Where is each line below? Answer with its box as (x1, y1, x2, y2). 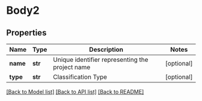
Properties (6, 28, 47, 38)
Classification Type (53, 73, 107, 81)
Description (89, 46, 124, 54)
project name (53, 63, 91, 71)
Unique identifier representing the (53, 55, 148, 64)
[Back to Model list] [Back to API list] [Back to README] (6, 88, 144, 95)
